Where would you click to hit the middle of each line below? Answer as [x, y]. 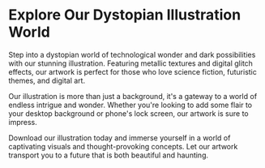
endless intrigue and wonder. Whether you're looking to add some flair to [130, 105]
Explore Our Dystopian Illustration [125, 15]
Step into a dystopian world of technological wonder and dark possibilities [132, 54]
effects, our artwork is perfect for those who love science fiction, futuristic [132, 71]
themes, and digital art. [47, 80]
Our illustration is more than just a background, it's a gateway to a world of [133, 96]
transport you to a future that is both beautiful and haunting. [109, 155]
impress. [23, 122]
